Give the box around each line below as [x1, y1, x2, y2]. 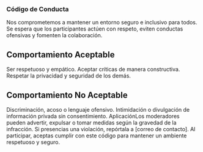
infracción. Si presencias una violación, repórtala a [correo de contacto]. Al [6, 125, 196, 132]
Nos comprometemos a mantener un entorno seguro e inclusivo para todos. [6, 19, 197, 26]
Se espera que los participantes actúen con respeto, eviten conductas [6, 25, 183, 32]
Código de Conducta [6, 5, 69, 13]
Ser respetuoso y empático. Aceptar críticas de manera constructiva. [6, 66, 180, 73]
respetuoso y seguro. [6, 138, 60, 145]
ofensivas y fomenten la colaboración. [6, 32, 103, 39]
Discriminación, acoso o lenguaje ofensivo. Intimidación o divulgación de [6, 106, 190, 113]
